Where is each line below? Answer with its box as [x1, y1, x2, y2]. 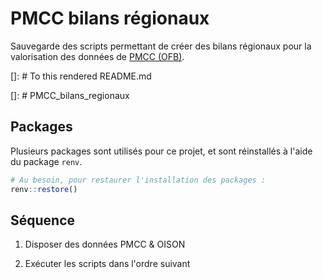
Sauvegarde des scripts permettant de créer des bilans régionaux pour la [10, 40, 312, 52]
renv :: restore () [10, 184, 78, 194]
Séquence [10, 212, 76, 229]
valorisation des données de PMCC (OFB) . [10, 50, 185, 62]
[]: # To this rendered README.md [10, 70, 152, 82]
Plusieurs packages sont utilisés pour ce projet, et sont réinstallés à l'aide [10, 145, 313, 157]
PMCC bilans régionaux [10, 7, 210, 30]
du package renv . [10, 155, 83, 167]
